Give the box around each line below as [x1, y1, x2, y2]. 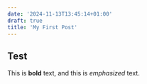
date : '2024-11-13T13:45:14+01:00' [7, 10, 113, 18]
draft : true [7, 17, 43, 24]
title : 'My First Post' [7, 23, 78, 31]
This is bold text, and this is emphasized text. [7, 69, 140, 78]
